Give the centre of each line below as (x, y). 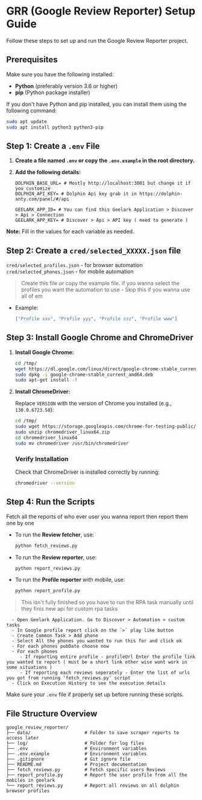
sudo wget (27, 427)
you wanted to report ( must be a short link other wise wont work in (97, 662)
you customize (33, 189)
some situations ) (29, 668)
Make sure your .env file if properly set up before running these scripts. (95, 695)
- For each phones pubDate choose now (61, 647)
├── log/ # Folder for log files (75, 744)
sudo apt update (27, 121)
